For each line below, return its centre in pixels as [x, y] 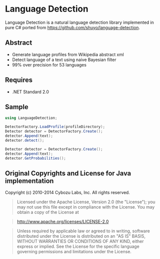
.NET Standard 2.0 [31, 92]
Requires [19, 80]
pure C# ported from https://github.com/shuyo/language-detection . [72, 27]
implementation [30, 181]
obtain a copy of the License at [48, 212]
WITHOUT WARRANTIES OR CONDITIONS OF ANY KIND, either [80, 242]
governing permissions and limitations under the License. [74, 252]
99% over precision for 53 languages [49, 65]
